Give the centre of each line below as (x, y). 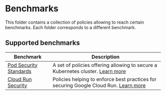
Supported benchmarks (42, 43)
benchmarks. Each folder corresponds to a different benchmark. (71, 27)
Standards (20, 71)
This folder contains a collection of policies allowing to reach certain (75, 22)
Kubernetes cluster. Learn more (89, 71)
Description (105, 57)
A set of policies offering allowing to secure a (105, 65)
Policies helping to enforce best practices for (104, 79)
